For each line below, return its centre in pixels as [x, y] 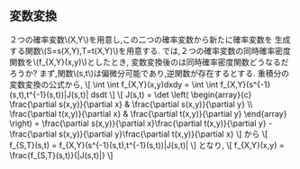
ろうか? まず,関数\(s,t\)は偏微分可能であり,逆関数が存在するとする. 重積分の [150, 73]
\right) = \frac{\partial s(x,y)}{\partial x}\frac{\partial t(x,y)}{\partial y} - [141, 123]
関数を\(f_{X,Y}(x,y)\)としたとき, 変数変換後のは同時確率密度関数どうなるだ [149, 62]
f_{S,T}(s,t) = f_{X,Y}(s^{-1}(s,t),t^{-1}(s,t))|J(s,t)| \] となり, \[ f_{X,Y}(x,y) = [147, 145]
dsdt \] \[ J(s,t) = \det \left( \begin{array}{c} [171, 94]
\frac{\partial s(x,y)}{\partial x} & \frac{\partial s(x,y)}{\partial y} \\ [131, 104]
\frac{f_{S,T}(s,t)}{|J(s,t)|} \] [61, 155]
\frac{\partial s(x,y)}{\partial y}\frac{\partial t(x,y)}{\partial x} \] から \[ [139, 134]
